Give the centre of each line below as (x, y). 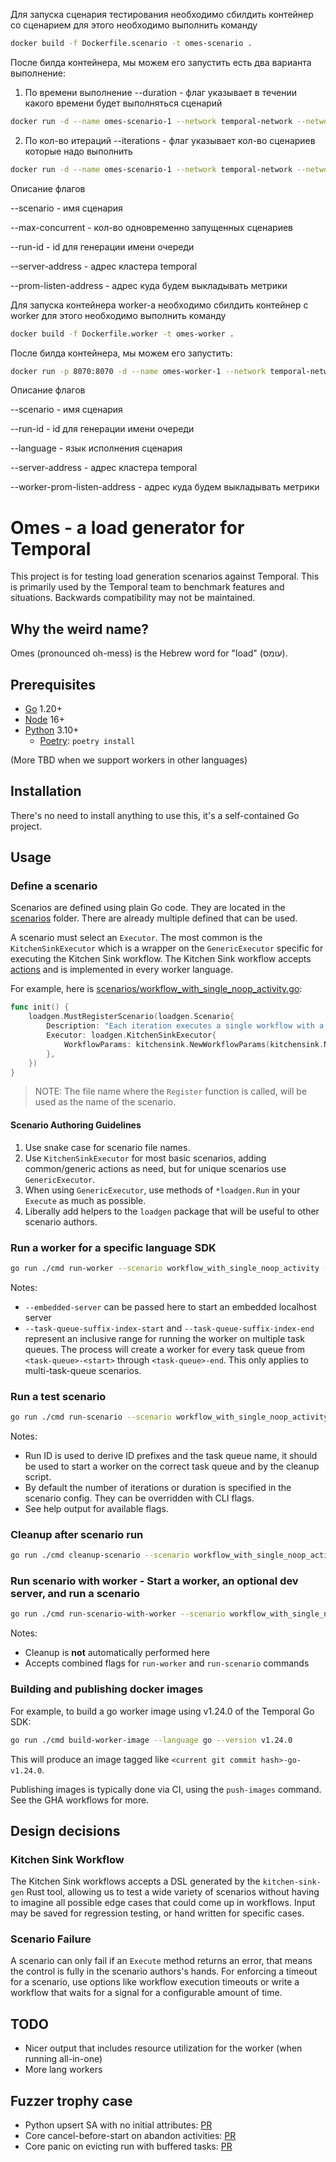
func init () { (40, 1007)
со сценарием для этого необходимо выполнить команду (134, 25)
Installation (46, 791)
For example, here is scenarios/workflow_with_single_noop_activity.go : (156, 989)
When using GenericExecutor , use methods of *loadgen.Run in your (162, 1190)
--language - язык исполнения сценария (96, 448)
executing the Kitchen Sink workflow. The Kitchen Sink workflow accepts (161, 959)
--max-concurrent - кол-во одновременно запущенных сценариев (152, 227)
